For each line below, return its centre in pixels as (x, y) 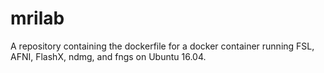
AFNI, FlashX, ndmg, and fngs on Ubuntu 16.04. (108, 56)
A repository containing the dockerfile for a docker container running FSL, (162, 46)
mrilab (37, 18)
